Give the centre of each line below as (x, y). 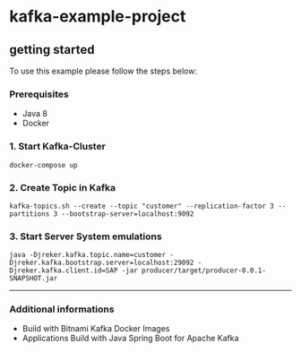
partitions (30, 214)
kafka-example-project (98, 17)
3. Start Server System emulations (86, 236)
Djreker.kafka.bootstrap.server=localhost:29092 (102, 263)
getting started (52, 50)
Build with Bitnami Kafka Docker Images (96, 329)
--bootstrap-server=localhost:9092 (128, 214)
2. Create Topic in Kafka (63, 187)
